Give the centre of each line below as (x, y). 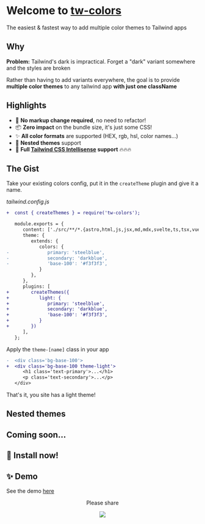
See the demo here (31, 491)
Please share (103, 503)
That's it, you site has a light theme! (51, 395)
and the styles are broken (38, 68)
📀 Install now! (33, 456)
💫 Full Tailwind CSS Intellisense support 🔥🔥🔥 (73, 149)
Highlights (27, 105)
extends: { (45, 241)
